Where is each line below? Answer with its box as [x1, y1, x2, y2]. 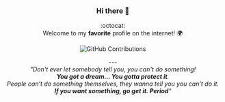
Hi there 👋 [96, 6, 130, 16]
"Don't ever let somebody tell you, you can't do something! [29, 65, 196, 73]
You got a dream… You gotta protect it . [56, 73, 170, 81]
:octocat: [100, 22, 126, 30]
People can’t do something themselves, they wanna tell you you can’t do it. [7, 80, 219, 88]
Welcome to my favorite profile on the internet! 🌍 [42, 29, 183, 37]
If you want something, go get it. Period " [54, 87, 172, 95]
